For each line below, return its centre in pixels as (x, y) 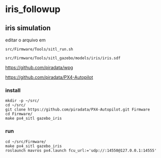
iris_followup (33, 9)
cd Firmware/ (19, 114)
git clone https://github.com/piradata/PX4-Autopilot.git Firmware (78, 110)
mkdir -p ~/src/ (22, 101)
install (13, 90)
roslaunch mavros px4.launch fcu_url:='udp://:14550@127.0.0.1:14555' (81, 150)
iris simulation (28, 28)
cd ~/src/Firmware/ (26, 142)
